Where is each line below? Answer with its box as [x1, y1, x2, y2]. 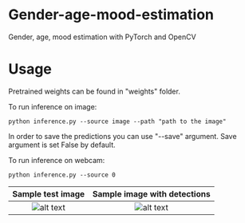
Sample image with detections [92, 188, 211, 199]
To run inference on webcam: [8, 155, 105, 165]
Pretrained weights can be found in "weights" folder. [8, 86, 181, 96]
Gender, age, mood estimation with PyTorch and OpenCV [8, 32, 197, 42]
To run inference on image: [8, 102, 97, 111]
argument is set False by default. [8, 140, 116, 149]
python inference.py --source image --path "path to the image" [8, 117, 227, 125]
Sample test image [12, 188, 85, 199]
